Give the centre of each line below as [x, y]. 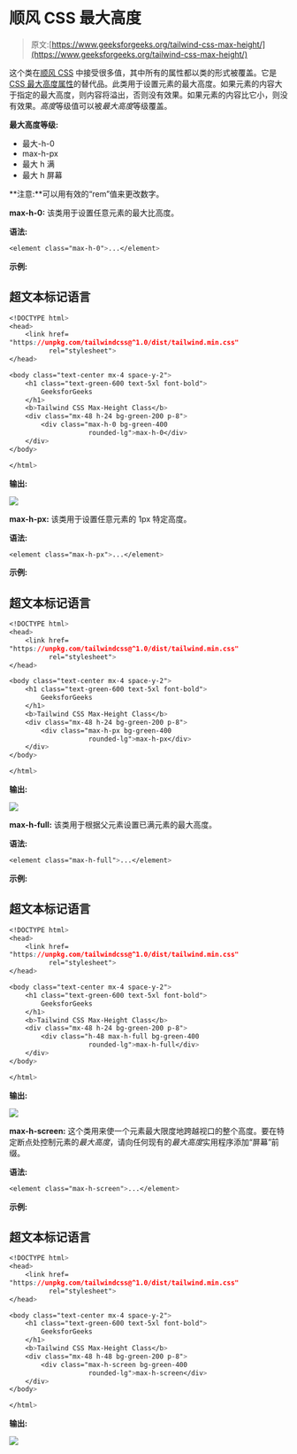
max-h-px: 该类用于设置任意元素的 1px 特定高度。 [100, 518]
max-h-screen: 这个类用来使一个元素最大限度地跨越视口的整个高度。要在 [143, 1131]
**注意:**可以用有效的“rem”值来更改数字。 [87, 194]
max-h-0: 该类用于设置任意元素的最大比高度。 [94, 213]
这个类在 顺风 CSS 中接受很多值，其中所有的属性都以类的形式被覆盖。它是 [143, 73]
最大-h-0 [38, 144]
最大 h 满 [38, 164]
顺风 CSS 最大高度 [75, 18]
